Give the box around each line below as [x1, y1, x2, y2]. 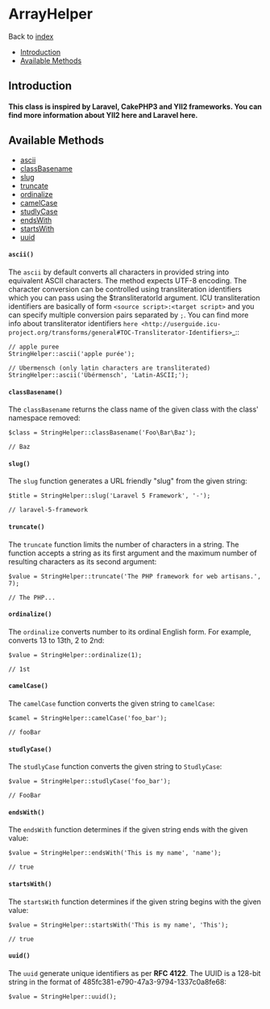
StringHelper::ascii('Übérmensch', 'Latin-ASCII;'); [8, 371, 189, 379]
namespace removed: [8, 413, 81, 423]
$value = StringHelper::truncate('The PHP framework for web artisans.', [8, 572, 262, 580]
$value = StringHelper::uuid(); [8, 992, 117, 1001]
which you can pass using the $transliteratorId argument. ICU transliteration [8, 292, 260, 303]
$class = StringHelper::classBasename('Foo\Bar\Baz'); [8, 429, 197, 437]
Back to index [8, 31, 54, 41]
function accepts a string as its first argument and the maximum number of [8, 548, 257, 558]
